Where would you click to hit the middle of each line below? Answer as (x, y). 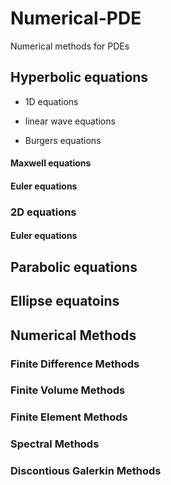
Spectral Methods (55, 444)
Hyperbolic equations (79, 77)
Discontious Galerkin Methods (86, 471)
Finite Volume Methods (68, 390)
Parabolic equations (74, 267)
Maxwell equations (51, 163)
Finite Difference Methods (75, 364)
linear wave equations (70, 121)
